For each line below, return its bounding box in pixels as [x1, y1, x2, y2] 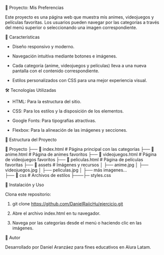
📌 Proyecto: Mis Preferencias [5, 5, 64, 10]
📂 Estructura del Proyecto [5, 137, 57, 142]
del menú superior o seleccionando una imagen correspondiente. [5, 25, 137, 30]
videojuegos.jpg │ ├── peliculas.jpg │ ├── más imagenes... [5, 167, 127, 173]
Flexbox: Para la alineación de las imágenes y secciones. [12, 127, 128, 133]
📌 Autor [5, 235, 21, 240]
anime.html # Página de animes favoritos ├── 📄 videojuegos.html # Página [5, 151, 157, 157]
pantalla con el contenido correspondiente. [12, 68, 100, 74]
